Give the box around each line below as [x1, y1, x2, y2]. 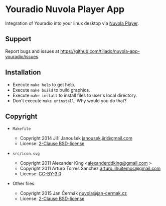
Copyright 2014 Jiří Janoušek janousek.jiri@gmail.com [20, 135, 133, 142]
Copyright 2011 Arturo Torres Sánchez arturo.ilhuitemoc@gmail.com [20, 165, 161, 172]
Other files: [12, 180, 36, 187]
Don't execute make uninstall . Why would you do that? [12, 97, 127, 104]
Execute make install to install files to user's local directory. [12, 92, 137, 98]
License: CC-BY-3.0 [20, 171, 62, 177]
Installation [5, 68, 41, 77]
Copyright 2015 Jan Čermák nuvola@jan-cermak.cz [20, 190, 127, 196]
